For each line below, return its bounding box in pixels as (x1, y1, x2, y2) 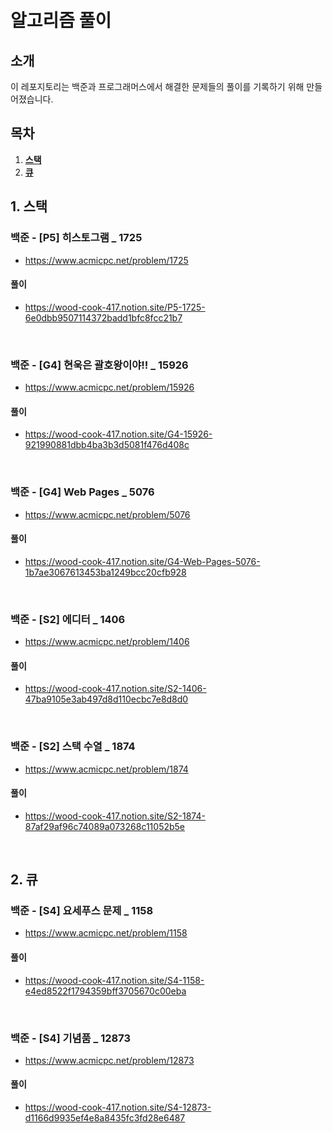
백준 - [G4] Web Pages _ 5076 (10, 485, 155, 499)
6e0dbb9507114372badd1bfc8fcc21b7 (24, 311, 183, 324)
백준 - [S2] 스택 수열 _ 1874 (10, 740, 136, 754)
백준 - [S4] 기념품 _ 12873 (10, 1031, 131, 1045)
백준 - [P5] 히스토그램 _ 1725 (10, 231, 143, 245)
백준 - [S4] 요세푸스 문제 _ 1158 (10, 904, 154, 918)
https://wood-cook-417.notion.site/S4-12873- (24, 1101, 212, 1114)
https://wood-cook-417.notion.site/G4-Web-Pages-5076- (24, 555, 261, 567)
